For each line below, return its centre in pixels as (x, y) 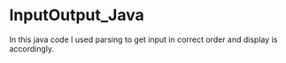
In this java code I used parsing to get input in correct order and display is (143, 39)
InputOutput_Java (77, 15)
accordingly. (32, 48)
